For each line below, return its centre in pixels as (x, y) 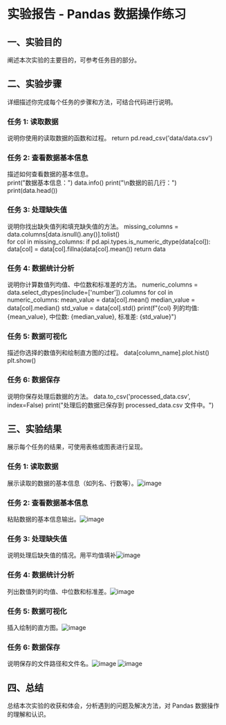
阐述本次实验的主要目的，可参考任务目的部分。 (74, 60)
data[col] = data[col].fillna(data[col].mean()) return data (86, 249)
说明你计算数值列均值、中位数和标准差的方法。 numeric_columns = (103, 284)
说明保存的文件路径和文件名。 (49, 664)
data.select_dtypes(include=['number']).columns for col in (90, 292)
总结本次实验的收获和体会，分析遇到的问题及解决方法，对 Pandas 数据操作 (113, 706)
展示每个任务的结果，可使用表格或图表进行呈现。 (77, 447)
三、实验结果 (35, 428)
